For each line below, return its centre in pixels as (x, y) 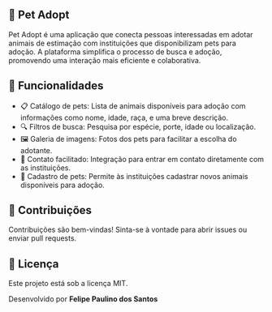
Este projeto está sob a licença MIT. (68, 284)
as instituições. (45, 168)
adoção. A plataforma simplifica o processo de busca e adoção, (115, 51)
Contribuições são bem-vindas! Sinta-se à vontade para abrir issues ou (128, 230)
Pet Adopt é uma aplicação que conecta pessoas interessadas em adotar (131, 34)
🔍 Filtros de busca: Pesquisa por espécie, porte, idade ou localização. (138, 126)
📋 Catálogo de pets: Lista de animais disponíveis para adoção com (133, 105)
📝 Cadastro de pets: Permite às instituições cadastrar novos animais (134, 176)
